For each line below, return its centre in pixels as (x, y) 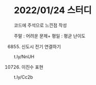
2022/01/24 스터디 (53, 10)
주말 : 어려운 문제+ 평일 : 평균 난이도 (50, 36)
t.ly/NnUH (24, 56)
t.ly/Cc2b (23, 77)
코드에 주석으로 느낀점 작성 (40, 25)
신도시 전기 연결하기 (41, 46)
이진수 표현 (32, 67)
